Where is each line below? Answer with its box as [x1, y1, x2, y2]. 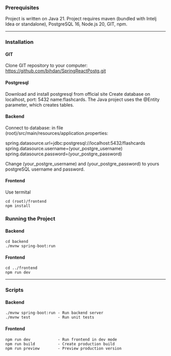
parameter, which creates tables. [5, 101, 74, 108]
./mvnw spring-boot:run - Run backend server [5, 310, 103, 316]
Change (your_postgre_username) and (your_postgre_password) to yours [5, 160, 159, 167]
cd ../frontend [5, 265, 38, 271]
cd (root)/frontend [5, 199, 47, 204]
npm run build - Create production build [5, 341, 115, 346]
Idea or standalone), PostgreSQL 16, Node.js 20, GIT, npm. [5, 21, 128, 27]
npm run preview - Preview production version [5, 346, 122, 351]
